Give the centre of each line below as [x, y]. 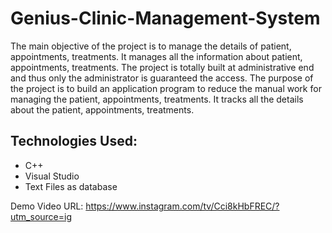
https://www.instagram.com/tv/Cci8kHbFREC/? [182, 206]
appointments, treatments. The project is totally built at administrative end [162, 67]
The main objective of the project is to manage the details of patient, [151, 46]
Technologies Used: [74, 141]
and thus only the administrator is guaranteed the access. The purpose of [162, 78]
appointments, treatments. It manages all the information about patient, [156, 56]
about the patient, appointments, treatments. [102, 109]
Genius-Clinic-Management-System [165, 18]
